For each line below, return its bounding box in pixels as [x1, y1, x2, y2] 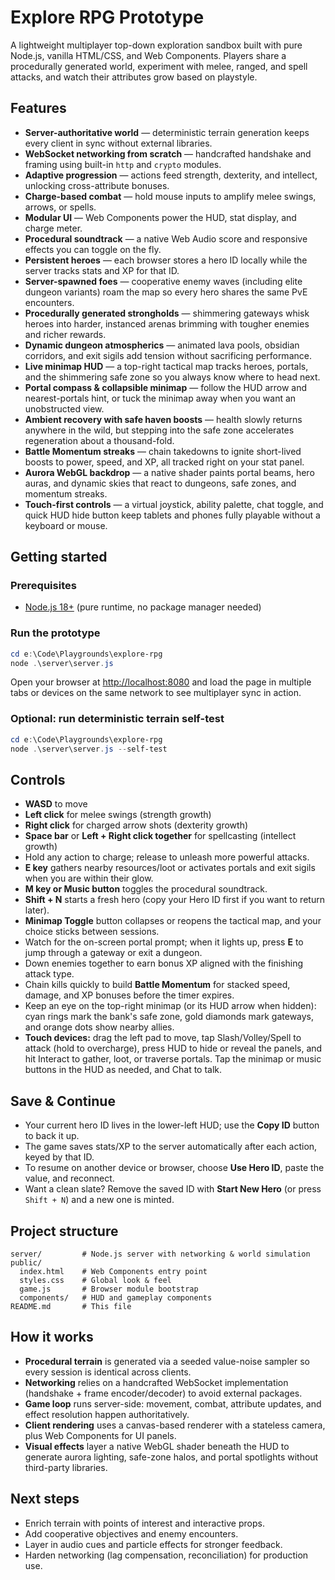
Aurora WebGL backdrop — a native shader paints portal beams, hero [24, 466, 315, 478]
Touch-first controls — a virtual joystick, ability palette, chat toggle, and [24, 498, 324, 510]
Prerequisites [10, 579, 77, 593]
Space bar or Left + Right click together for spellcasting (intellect [24, 830, 297, 842]
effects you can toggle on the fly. [24, 243, 162, 255]
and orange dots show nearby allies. [24, 1021, 175, 1033]
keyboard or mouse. [24, 519, 108, 531]
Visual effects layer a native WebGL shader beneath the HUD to [24, 1440, 290, 1452]
